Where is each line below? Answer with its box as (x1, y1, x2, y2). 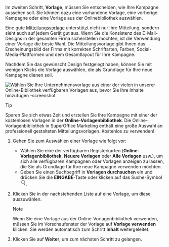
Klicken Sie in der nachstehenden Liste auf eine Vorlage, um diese (12, 191, 151, 197)
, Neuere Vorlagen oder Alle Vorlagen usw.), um (61, 153, 163, 159)
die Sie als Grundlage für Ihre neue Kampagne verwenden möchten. (20, 164, 162, 169)
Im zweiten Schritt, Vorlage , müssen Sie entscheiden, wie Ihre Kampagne (5, 5, 159, 10)
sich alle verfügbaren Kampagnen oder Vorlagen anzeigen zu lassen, (20, 158, 164, 164)
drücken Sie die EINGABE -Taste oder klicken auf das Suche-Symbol (20, 174, 162, 180)
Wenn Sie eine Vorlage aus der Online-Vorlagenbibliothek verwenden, (12, 216, 158, 221)
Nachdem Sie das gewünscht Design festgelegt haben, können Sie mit (5, 61, 152, 67)
